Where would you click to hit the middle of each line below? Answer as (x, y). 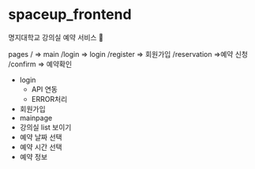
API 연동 (44, 89)
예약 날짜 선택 (41, 137)
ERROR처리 (49, 99)
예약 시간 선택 (41, 147)
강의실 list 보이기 (45, 127)
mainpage (36, 118)
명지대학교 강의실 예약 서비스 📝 (56, 37)
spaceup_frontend (70, 15)
